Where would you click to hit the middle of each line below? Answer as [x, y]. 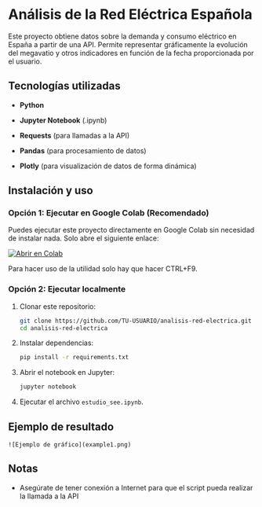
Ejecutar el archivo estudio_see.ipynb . [81, 402]
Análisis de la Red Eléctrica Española [130, 15]
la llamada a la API [49, 496]
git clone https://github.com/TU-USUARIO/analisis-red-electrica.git [136, 321]
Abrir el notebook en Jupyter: [67, 373]
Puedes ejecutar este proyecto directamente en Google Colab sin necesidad [131, 230]
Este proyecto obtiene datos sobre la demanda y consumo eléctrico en [122, 36]
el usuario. [25, 61]
